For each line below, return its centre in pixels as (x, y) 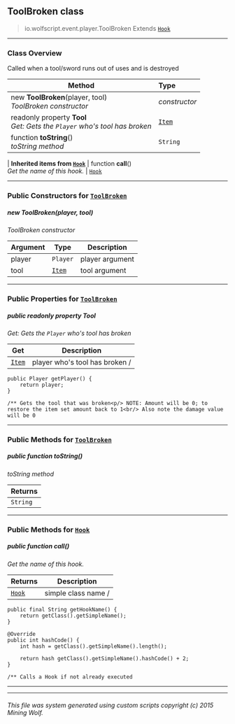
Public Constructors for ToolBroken (67, 196)
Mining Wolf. (25, 713)
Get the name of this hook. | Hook (55, 171)
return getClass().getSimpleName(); (73, 616)
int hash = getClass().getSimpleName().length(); (94, 646)
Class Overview (35, 53)
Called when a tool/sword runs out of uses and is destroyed (93, 69)
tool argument (103, 270)
